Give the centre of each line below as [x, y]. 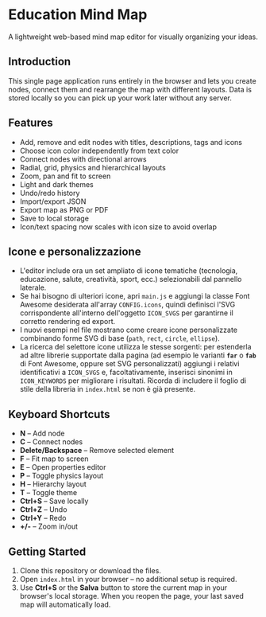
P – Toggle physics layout [62, 476]
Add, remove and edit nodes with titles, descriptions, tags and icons [131, 142]
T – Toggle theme [48, 493]
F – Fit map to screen [54, 459]
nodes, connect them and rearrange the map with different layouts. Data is [130, 89]
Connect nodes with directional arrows [83, 159]
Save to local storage [54, 218]
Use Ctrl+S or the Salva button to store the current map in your [123, 588]
